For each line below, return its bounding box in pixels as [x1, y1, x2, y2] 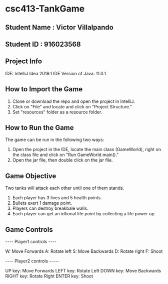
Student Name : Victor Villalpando [5, 23, 113, 32]
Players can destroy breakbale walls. [12, 205, 88, 211]
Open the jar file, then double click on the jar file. [12, 157, 113, 163]
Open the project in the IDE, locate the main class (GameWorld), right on [12, 147, 161, 153]
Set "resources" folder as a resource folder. [12, 109, 102, 115]
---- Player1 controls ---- [5, 239, 56, 245]
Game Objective [5, 172, 56, 180]
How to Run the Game [5, 123, 74, 132]
